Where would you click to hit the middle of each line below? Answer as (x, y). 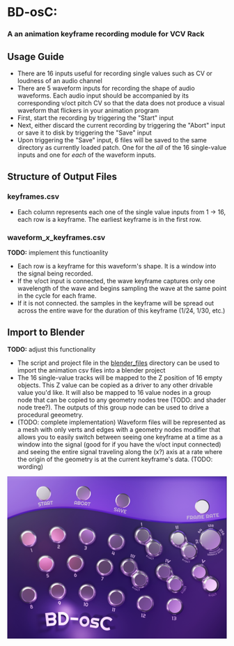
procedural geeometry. (50, 414)
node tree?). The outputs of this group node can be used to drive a (113, 407)
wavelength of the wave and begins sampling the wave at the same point (122, 288)
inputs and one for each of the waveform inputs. (87, 155)
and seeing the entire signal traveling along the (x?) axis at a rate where (120, 451)
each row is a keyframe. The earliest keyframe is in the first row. (109, 219)
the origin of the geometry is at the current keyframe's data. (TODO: (115, 459)
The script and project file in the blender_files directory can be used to (118, 363)
